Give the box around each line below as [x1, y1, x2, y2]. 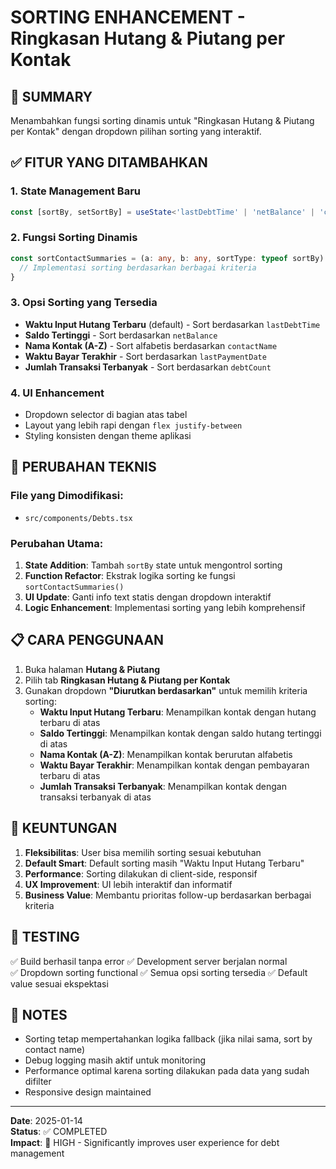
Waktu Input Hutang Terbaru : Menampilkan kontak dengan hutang [39, 706, 317, 718]
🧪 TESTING [10, 929, 80, 946]
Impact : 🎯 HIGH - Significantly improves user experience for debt [10, 1137, 280, 1149]
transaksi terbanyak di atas [39, 791, 152, 803]
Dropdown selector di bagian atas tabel [24, 409, 188, 421]
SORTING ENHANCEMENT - [10, 6, 246, 29]
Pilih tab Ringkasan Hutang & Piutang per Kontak [24, 674, 231, 686]
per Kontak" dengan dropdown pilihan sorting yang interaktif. [10, 126, 262, 137]
